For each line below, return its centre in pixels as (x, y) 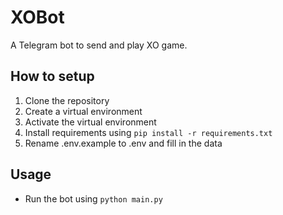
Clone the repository (67, 100)
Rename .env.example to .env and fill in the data (123, 143)
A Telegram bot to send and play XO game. (99, 45)
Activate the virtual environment (90, 122)
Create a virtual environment (83, 111)
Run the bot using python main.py (93, 198)
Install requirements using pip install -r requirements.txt (148, 132)
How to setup (52, 76)
